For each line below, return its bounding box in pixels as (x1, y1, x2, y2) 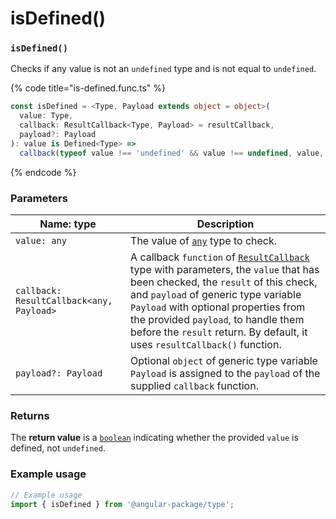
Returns (10, 408, 50, 422)
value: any (15, 235, 67, 247)
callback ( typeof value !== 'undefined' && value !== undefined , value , (19, 148, 325, 158)
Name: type (39, 217, 97, 231)
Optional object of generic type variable (130, 354, 318, 368)
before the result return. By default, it (130, 325, 308, 339)
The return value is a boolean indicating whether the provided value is (10, 432, 299, 444)
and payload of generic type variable (130, 288, 302, 302)
